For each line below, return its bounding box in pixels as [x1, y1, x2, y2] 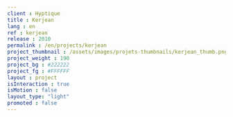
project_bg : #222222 [7, 61, 70, 68]
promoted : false [7, 100, 58, 107]
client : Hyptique [7, 10, 60, 17]
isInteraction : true [7, 81, 70, 87]
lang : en [7, 23, 36, 30]
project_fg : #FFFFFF [7, 67, 70, 74]
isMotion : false [7, 87, 58, 94]
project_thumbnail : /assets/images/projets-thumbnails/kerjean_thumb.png [7, 49, 228, 56]
